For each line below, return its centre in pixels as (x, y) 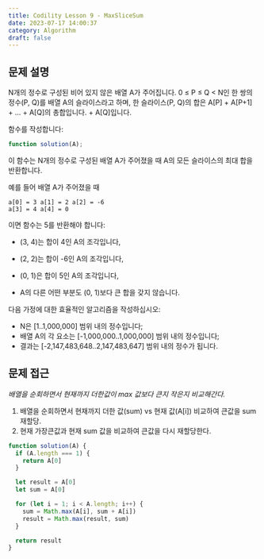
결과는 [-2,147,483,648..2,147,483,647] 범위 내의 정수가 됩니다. (119, 345)
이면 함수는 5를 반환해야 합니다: (57, 225)
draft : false (30, 38)
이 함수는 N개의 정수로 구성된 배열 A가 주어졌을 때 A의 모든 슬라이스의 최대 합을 (131, 160)
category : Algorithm (42, 30)
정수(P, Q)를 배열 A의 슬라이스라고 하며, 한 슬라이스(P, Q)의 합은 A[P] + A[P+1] (130, 102)
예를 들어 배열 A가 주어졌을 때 (54, 187)
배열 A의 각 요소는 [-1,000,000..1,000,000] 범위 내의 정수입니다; (119, 336)
